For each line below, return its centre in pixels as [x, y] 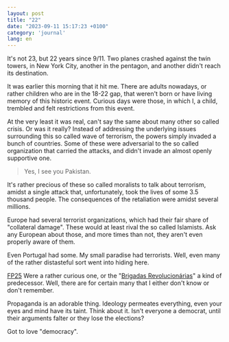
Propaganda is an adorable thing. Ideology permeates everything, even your [115, 304]
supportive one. [29, 158]
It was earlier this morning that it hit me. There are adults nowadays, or [107, 87]
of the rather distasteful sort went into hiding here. [78, 262]
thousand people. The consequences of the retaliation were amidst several [113, 199]
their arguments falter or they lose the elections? [76, 318]
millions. [19, 207]
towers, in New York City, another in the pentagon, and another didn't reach [114, 66]
